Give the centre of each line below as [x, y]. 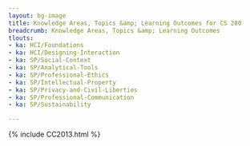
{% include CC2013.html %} [54, 134]
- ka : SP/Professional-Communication [71, 97]
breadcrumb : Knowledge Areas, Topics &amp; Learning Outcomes [114, 30]
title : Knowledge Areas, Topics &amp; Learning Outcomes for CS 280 [125, 23]
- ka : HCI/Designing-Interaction [64, 53]
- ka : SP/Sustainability [50, 105]
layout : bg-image [37, 16]
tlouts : [21, 38]
